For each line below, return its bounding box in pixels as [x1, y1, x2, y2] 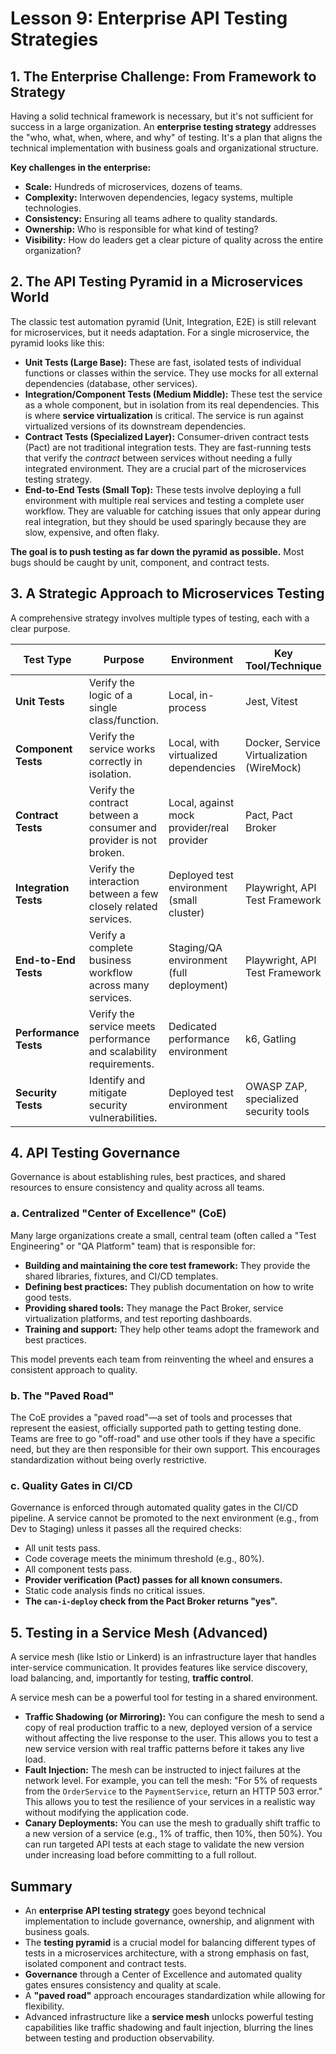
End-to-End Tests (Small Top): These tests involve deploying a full [24, 483, 302, 496]
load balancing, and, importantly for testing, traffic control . [10, 1672, 254, 1684]
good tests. [24, 1291, 72, 1303]
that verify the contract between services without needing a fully [24, 452, 293, 464]
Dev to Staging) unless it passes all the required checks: [10, 1523, 242, 1535]
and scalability [88, 1044, 157, 1058]
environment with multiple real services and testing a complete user [24, 494, 305, 506]
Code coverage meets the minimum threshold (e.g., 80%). [24, 1553, 265, 1565]
